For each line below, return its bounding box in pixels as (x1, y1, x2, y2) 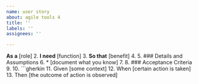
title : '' (6, 20, 31, 26)
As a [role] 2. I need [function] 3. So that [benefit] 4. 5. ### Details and (6, 52, 183, 60)
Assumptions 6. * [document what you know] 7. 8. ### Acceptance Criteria (6, 59, 193, 66)
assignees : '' (6, 31, 42, 37)
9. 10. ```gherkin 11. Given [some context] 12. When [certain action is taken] (6, 65, 191, 72)
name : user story (6, 8, 50, 15)
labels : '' (6, 25, 34, 32)
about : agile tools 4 (6, 14, 61, 20)
